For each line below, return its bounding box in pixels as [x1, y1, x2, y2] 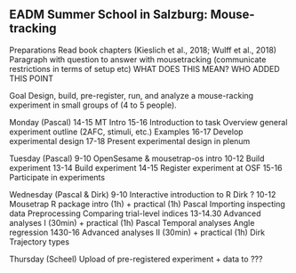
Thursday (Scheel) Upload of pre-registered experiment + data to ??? [9, 253, 263, 264]
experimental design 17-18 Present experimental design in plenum [9, 135, 251, 146]
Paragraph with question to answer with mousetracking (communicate [9, 53, 267, 65]
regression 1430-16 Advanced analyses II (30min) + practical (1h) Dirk [9, 227, 265, 237]
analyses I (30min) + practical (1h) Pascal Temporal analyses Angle [9, 217, 255, 228]
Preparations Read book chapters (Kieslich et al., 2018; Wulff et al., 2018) [9, 44, 277, 55]
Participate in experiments [9, 172, 105, 182]
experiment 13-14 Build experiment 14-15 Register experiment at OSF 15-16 [9, 162, 283, 173]
